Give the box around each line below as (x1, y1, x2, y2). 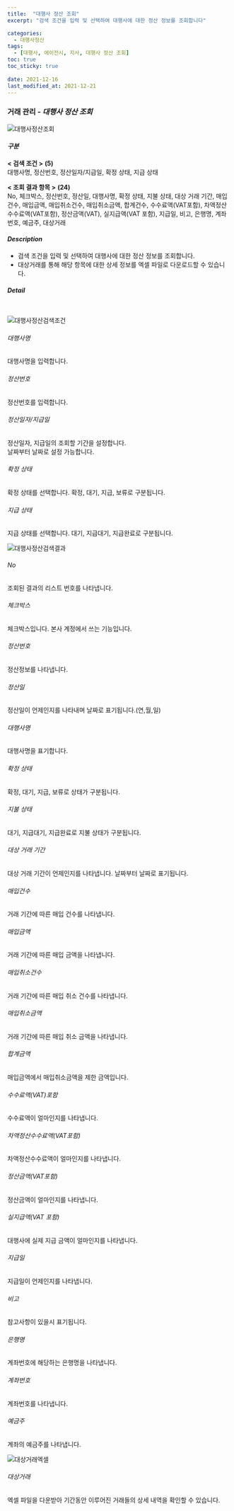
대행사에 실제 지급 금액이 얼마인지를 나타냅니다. (7, 1236, 138, 1244)
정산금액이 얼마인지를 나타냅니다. (7, 1195, 99, 1204)
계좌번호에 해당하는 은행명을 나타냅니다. (7, 1358, 117, 1367)
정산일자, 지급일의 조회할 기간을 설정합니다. (7, 438, 127, 447)
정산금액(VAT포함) (7, 1172, 58, 1180)
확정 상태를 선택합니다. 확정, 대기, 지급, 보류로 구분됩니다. (7, 488, 165, 497)
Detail (7, 286, 25, 294)
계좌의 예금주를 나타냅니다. (7, 1440, 81, 1448)
